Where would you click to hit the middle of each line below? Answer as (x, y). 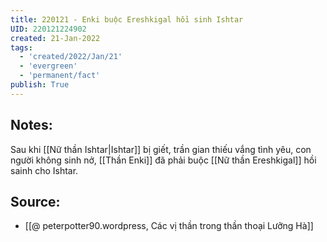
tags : (21, 47)
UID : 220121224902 (48, 29)
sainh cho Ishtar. (44, 170)
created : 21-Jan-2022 (55, 38)
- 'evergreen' (48, 66)
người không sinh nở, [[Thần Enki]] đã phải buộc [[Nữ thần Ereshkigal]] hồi (163, 160)
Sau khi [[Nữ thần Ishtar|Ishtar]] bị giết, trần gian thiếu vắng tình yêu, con (161, 149)
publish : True (40, 85)
